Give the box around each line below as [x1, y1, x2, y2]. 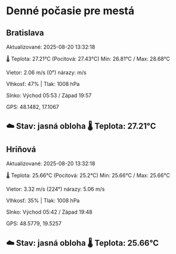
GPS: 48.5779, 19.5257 [6, 220, 62, 227]
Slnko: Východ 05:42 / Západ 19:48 [6, 208, 93, 216]
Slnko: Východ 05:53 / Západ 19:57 [6, 92, 92, 99]
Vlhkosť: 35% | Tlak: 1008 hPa [6, 197, 80, 204]
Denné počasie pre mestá [6, 4, 135, 18]
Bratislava [6, 28, 44, 38]
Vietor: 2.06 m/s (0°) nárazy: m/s [6, 69, 87, 76]
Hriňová [6, 144, 37, 155]
